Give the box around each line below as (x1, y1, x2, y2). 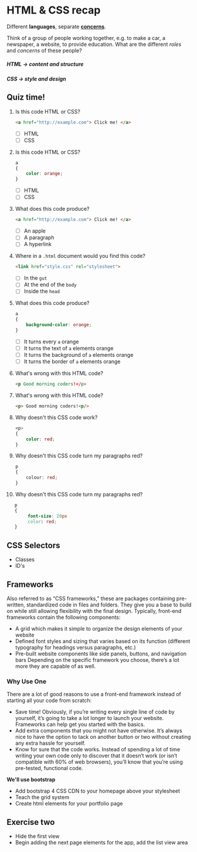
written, (6, 601, 25, 608)
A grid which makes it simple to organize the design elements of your (15, 625, 183, 632)
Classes (15, 556, 35, 563)
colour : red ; (26, 475, 58, 480)
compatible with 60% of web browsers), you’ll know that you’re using (15, 758, 184, 765)
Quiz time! (6, 92, 46, 102)
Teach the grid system (15, 794, 70, 801)
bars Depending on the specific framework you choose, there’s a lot (15, 656, 179, 663)
